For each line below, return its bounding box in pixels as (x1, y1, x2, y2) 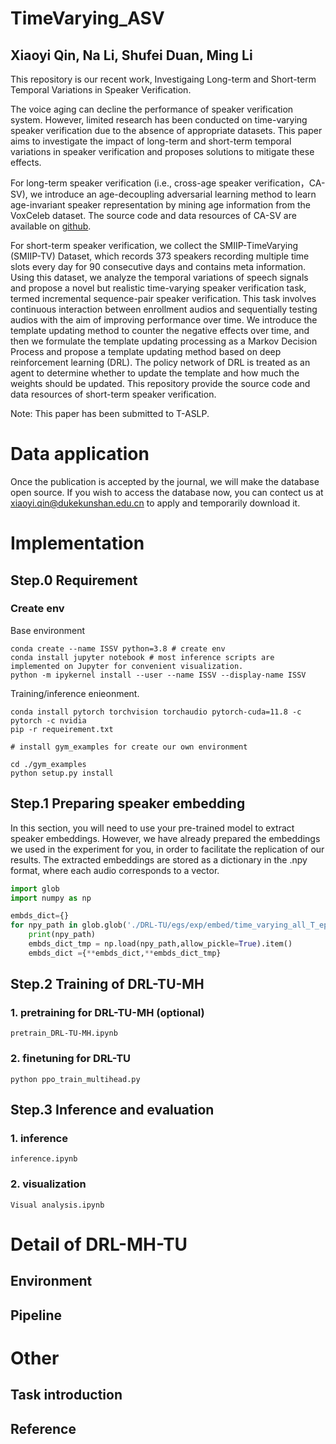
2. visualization (10, 1177, 87, 1191)
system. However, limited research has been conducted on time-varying (10, 114, 308, 126)
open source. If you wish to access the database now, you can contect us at (10, 486, 324, 498)
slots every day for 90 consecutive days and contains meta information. (10, 261, 307, 272)
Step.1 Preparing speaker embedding (10, 795, 246, 812)
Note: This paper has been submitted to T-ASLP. (10, 408, 210, 419)
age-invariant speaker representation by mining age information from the (10, 199, 311, 211)
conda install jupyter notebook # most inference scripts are (10, 652, 275, 662)
